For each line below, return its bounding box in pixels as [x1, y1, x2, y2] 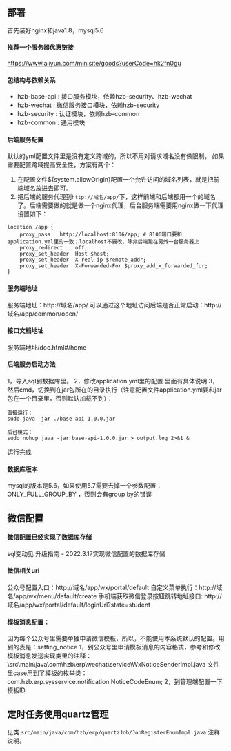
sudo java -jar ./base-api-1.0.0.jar [7, 415, 116, 423]
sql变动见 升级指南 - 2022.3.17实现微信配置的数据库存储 [7, 549, 165, 558]
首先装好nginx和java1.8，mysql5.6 [7, 26, 104, 35]
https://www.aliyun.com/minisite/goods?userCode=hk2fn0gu [7, 59, 181, 68]
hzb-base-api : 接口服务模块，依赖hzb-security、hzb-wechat [17, 93, 192, 101]
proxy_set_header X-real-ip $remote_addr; [19, 256, 147, 264]
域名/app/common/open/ [7, 310, 79, 318]
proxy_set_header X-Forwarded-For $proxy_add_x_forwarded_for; [19, 263, 208, 269]
